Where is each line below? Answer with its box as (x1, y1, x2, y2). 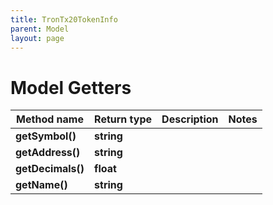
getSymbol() (15, 129, 77, 143)
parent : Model (10, 24, 70, 34)
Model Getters (10, 76, 132, 99)
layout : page (10, 33, 65, 43)
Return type (94, 112, 153, 126)
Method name (16, 112, 84, 126)
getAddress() (15, 146, 81, 160)
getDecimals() (15, 162, 85, 176)
